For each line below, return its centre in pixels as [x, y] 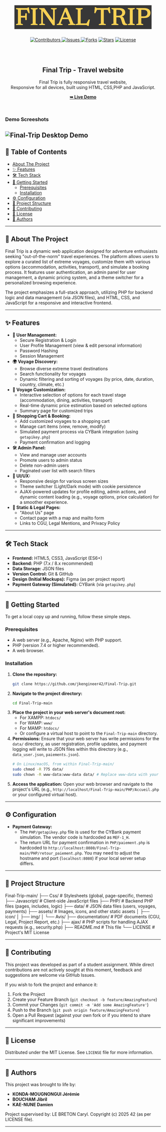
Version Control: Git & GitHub [42, 574]
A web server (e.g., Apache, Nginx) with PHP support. [67, 640]
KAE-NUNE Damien [33, 1105]
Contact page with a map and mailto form [62, 518]
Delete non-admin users [44, 465]
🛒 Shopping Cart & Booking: [41, 416]
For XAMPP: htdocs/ [40, 718]
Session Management [42, 356]
